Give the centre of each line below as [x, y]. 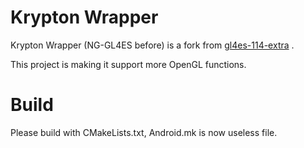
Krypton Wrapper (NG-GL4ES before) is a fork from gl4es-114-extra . [152, 45]
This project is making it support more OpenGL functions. [128, 64]
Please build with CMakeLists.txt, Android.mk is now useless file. [144, 132]
